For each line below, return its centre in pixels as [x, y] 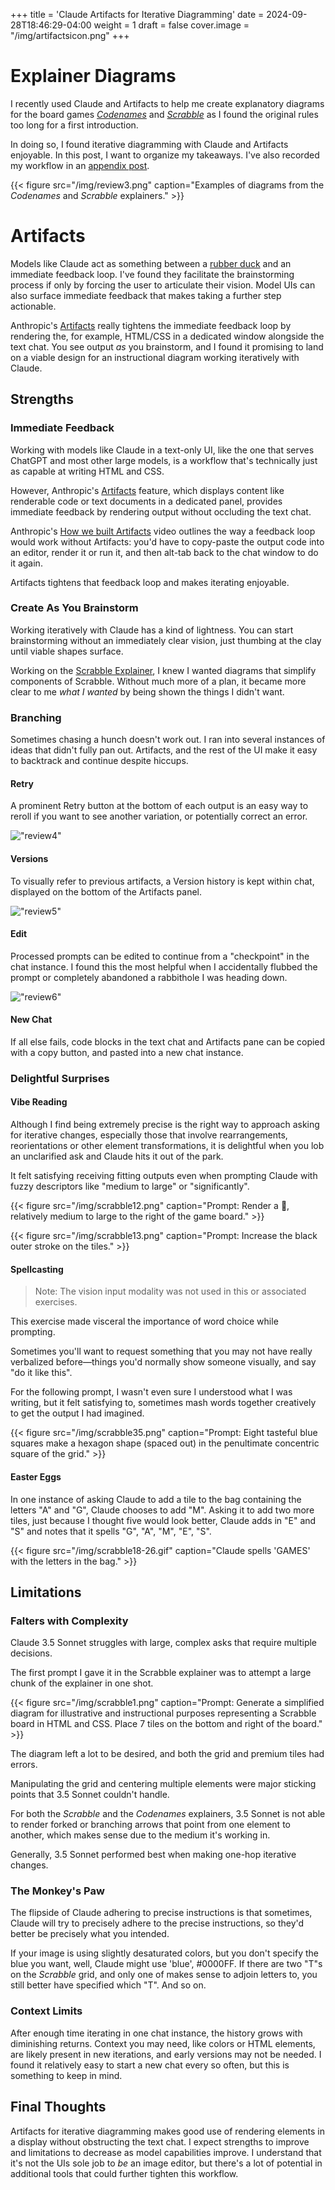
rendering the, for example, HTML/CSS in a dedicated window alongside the [167, 336]
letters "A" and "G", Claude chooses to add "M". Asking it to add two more [162, 1510]
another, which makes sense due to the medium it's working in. [140, 1835]
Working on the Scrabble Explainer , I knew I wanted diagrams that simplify [163, 670]
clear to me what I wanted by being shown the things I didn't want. [147, 691]
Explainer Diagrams [93, 76]
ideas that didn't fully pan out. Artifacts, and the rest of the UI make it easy [164, 750]
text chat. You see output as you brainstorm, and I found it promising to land [167, 346]
